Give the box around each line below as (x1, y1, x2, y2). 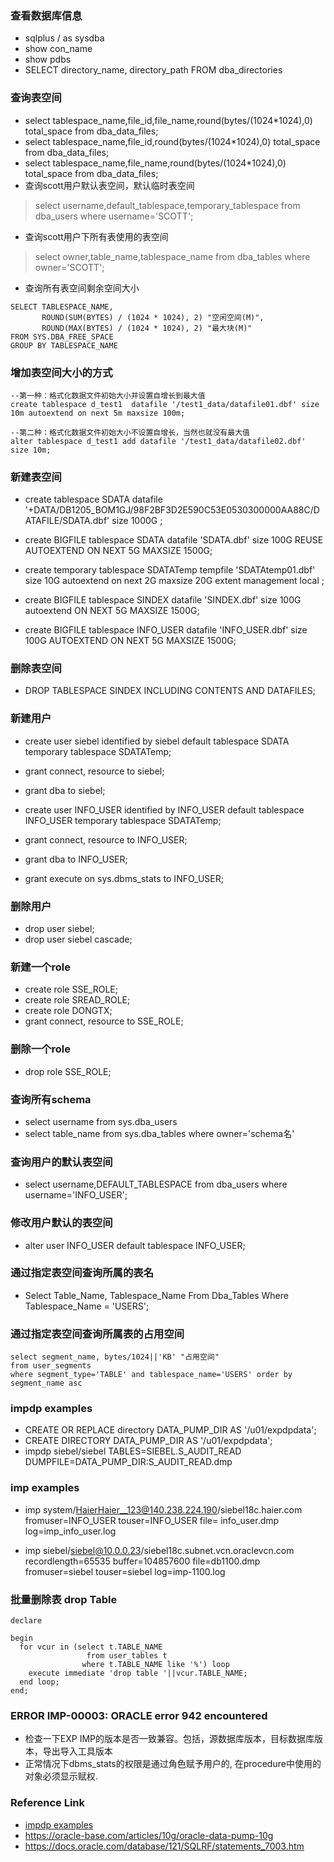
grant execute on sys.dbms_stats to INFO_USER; (24, 872, 224, 884)
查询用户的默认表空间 (10, 1155, 113, 1169)
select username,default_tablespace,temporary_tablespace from (34, 199, 301, 211)
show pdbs (24, 53, 72, 66)
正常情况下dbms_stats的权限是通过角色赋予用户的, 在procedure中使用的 (24, 1758, 322, 1770)
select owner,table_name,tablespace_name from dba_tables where (34, 250, 311, 262)
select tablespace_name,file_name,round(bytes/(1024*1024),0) (24, 157, 287, 169)
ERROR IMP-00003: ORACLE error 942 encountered (10, 1708, 268, 1722)
